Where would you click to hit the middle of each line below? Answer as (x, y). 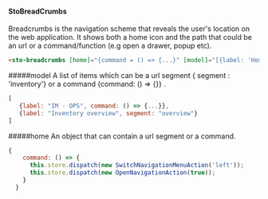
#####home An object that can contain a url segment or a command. (122, 136)
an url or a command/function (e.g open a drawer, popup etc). (110, 46)
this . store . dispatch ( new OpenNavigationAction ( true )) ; (122, 173)
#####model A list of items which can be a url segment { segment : (119, 76)
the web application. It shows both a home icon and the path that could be (130, 37)
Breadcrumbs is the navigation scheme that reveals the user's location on (129, 29)
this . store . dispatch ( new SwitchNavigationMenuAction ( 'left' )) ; (137, 166)
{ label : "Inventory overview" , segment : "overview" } (108, 113)
